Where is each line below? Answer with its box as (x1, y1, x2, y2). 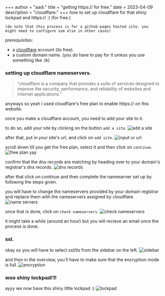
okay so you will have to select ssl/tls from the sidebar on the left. (5, 247, 138, 253)
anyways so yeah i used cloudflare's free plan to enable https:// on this (5, 101, 149, 107)
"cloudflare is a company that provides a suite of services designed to (17, 81, 160, 87)
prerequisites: (5, 37, 33, 43)
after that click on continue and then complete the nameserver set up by (5, 174, 152, 180)
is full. (5, 261, 17, 268)
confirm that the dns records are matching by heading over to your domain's (5, 159, 160, 165)
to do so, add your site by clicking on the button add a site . (5, 125, 127, 131)
